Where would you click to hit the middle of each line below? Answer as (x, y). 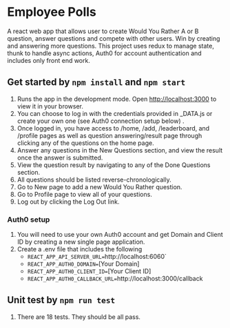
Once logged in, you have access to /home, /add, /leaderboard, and (113, 128)
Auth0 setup (29, 220)
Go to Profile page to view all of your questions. (85, 194)
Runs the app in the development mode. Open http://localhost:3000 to (117, 99)
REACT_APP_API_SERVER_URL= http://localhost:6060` (97, 257)
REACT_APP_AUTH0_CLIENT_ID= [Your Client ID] (89, 271)
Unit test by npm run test (61, 300)
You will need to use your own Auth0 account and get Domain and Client (120, 235)
